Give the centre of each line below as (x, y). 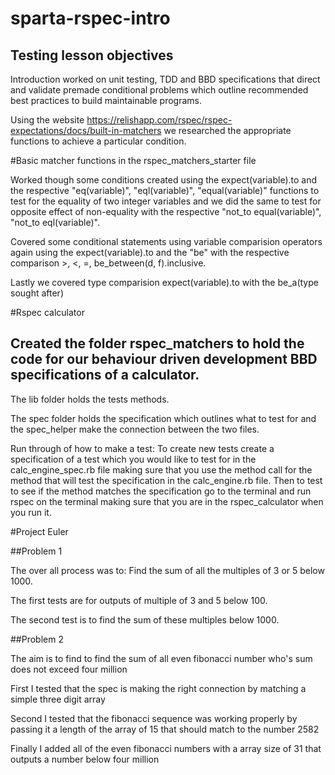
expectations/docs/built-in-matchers (86, 130)
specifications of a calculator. (105, 375)
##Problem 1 (36, 551)
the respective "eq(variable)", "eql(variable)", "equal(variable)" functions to (165, 190)
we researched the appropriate (227, 130)
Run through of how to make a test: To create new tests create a (142, 448)
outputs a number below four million (85, 759)
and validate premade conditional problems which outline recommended (159, 90)
